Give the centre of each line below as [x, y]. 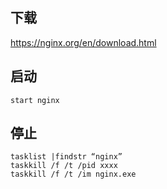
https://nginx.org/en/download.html [83, 42]
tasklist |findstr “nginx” [66, 157]
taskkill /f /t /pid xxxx [64, 166]
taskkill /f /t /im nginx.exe [73, 174]
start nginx [35, 100]
